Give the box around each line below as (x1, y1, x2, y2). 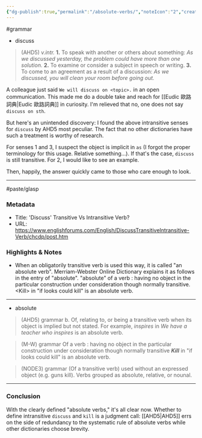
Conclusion (6, 392, 41, 401)
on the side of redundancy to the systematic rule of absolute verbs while (6, 419, 186, 426)
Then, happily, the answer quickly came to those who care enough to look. (6, 168, 191, 175)
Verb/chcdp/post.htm (14, 233, 69, 240)
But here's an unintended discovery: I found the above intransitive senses (6, 119, 188, 126)
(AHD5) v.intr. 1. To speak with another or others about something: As (20, 49, 194, 56)
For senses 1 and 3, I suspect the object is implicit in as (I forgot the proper (6, 143, 191, 150)
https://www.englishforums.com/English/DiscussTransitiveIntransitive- (14, 226, 190, 233)
